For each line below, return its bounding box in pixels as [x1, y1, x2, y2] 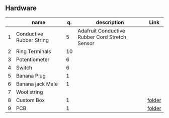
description [96, 18, 124, 25]
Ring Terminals [16, 47, 51, 54]
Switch [16, 64, 33, 71]
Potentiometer [16, 56, 50, 63]
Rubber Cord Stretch [77, 33, 127, 40]
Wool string [16, 88, 43, 95]
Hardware [5, 4, 37, 12]
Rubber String [16, 36, 49, 43]
